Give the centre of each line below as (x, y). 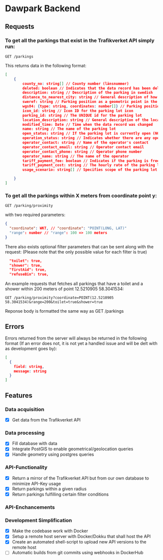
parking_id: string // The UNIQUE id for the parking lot (82, 115)
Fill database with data (34, 443)
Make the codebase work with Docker (50, 531)
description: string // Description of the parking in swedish (88, 93)
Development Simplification (39, 520)
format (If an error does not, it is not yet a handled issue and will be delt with (81, 343)
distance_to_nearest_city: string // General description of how (90, 97)
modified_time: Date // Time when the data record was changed (88, 124)
